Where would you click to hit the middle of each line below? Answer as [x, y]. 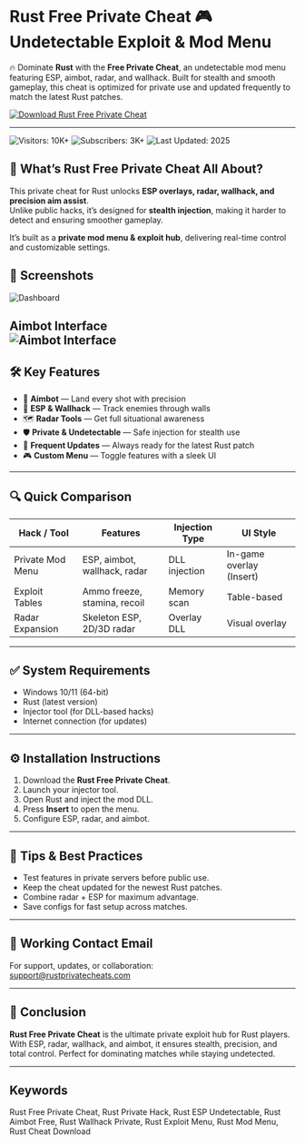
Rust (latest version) [60, 702]
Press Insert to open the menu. [81, 809]
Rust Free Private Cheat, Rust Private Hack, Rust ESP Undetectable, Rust [145, 1112]
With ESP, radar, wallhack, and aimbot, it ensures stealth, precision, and [143, 1043]
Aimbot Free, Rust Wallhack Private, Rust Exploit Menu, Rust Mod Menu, [144, 1122]
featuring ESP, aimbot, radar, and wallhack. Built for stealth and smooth [143, 77]
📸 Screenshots [52, 276]
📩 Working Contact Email [81, 944]
